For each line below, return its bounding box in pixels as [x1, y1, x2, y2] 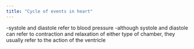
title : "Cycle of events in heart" [6, 8, 93, 14]
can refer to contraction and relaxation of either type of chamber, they [6, 30, 175, 37]
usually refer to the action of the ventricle [6, 36, 106, 43]
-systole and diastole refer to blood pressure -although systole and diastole [6, 24, 189, 31]
